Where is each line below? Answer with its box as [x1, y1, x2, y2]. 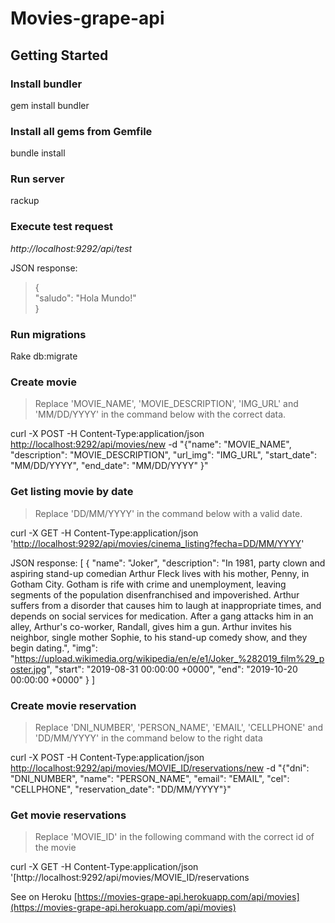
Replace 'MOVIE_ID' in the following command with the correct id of [34, 831, 315, 843]
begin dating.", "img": [10, 642, 98, 654]
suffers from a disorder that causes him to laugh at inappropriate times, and [10, 599, 322, 611]
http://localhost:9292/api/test [10, 242, 133, 254]
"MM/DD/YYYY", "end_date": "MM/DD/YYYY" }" [10, 460, 209, 472]
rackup [10, 195, 40, 207]
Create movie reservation [10, 698, 137, 712]
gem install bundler [10, 99, 90, 111]
